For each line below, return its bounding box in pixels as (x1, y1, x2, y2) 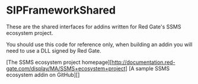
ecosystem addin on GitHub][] (6, 71, 80, 78)
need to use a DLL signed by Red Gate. (6, 47, 102, 54)
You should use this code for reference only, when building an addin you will (6, 41, 193, 48)
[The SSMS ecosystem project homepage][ (6, 59, 112, 66)
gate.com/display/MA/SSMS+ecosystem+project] (6, 64, 127, 72)
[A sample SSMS (128, 64, 170, 72)
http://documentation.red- (111, 59, 176, 66)
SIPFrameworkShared (6, 4, 116, 17)
